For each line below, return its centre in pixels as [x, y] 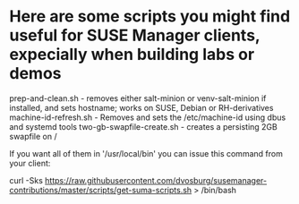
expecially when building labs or [132, 55]
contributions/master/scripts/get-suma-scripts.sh [101, 190]
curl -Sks [26, 180]
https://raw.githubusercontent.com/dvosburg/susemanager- [155, 180]
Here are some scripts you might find [150, 17]
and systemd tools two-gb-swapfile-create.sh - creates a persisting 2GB [143, 126]
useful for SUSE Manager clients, [135, 35]
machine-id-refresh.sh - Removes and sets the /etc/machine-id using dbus [148, 117]
